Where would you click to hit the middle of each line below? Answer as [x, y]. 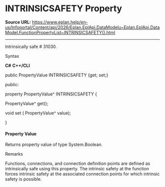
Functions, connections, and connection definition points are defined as [78, 164]
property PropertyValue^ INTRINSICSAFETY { [51, 94]
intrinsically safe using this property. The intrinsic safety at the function [77, 169]
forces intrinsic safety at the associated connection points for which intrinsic [82, 174]
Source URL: [18, 22]
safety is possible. [23, 179]
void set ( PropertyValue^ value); [38, 113]
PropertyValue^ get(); [27, 103]
